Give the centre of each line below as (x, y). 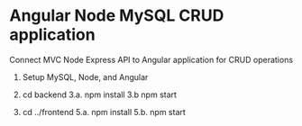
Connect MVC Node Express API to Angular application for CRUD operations (151, 59)
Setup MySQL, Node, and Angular (85, 76)
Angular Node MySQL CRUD (117, 16)
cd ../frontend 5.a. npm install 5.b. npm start (104, 112)
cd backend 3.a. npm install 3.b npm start (100, 94)
